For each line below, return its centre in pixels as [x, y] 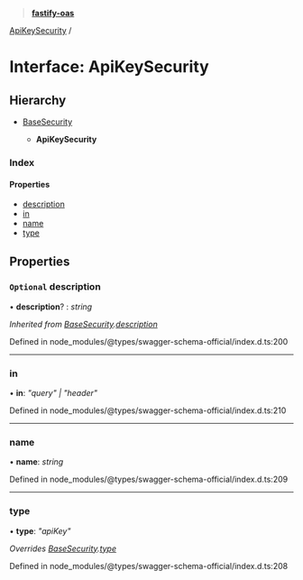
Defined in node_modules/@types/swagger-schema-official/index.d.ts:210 [148, 410]
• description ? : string [51, 307]
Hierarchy [38, 100]
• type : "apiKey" [40, 530]
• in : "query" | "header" [53, 393]
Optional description [55, 287]
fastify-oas [53, 13]
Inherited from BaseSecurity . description [83, 324]
